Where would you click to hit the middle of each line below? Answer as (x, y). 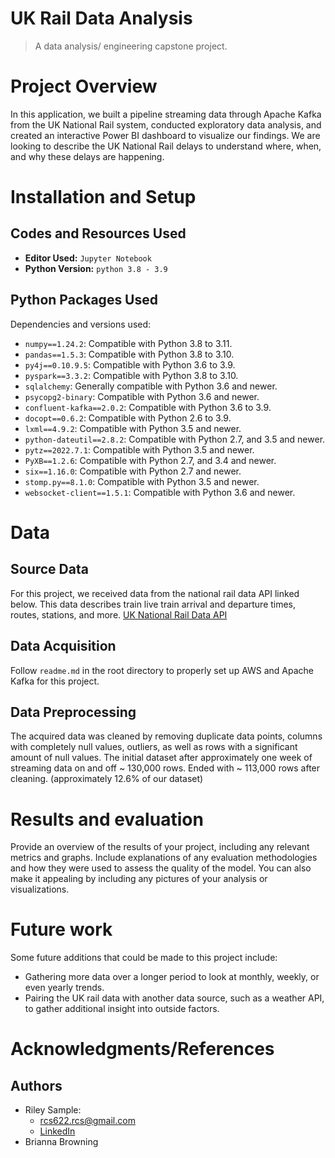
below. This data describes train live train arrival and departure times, (153, 604)
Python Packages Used (84, 300)
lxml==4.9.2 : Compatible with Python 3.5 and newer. (133, 428)
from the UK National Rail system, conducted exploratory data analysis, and (166, 124)
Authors (36, 1085)
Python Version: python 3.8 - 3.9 (96, 268)
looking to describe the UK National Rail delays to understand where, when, (166, 146)
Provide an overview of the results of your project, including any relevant (160, 847)
